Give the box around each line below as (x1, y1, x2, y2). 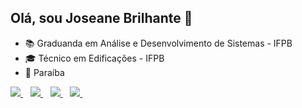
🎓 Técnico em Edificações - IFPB (24, 52, 165, 64)
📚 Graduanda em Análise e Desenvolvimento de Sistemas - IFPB (24, 37, 293, 49)
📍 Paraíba (24, 66, 65, 78)
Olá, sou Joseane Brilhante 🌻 (10, 10, 193, 27)
